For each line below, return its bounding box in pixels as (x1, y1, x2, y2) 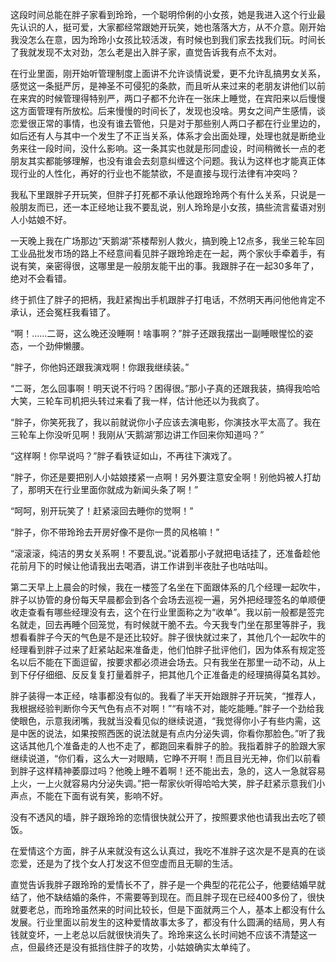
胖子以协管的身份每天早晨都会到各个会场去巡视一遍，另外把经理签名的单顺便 (10, 594, 326, 605)
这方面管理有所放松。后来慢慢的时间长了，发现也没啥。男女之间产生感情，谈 (10, 105, 326, 117)
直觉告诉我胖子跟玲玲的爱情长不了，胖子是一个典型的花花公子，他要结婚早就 (10, 879, 326, 890)
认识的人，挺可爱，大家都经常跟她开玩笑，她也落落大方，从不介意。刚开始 (18, 21, 326, 33)
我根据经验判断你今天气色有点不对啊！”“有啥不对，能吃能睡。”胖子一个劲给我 (10, 703, 325, 714)
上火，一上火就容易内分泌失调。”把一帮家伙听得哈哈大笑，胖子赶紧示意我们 (10, 778, 317, 789)
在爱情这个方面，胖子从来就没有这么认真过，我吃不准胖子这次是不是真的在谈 (10, 845, 326, 857)
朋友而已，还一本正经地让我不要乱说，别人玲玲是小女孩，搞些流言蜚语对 (18, 201, 317, 213)
